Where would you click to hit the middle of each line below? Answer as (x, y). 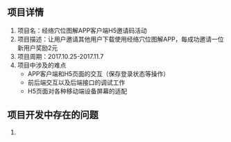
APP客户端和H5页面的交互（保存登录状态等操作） (99, 73)
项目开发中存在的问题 (53, 115)
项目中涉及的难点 (42, 65)
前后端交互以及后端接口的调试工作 (76, 82)
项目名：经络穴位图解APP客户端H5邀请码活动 (82, 30)
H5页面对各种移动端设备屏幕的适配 (77, 91)
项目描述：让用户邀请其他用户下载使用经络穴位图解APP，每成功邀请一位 (120, 39)
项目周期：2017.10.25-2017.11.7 (60, 56)
